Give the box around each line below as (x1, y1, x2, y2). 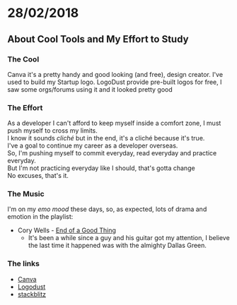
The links (7, 259, 40, 269)
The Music (7, 189, 45, 199)
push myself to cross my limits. (7, 126, 98, 135)
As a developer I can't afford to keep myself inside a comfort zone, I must (7, 119, 221, 128)
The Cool (7, 54, 40, 64)
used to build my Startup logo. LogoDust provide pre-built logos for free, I (7, 78, 222, 86)
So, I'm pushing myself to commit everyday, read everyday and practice (7, 149, 217, 157)
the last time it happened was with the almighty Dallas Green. (28, 241, 207, 250)
